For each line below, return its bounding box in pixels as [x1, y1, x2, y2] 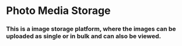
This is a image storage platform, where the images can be [6, 25, 176, 33]
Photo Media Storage [6, 4, 111, 17]
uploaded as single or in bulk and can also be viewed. [6, 32, 161, 40]
